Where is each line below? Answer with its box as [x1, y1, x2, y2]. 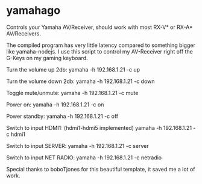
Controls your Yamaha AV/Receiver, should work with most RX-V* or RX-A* [6, 23, 193, 31]
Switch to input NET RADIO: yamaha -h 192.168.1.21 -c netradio [6, 154, 162, 161]
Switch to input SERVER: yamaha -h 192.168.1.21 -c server [6, 142, 149, 149]
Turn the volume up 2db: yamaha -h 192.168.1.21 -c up [6, 66, 140, 73]
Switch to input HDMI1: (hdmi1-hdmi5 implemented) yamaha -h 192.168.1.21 [6, 124, 192, 131]
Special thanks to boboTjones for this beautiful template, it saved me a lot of [6, 165, 195, 173]
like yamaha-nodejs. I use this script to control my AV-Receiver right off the [6, 48, 193, 55]
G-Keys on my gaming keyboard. [6, 54, 88, 61]
